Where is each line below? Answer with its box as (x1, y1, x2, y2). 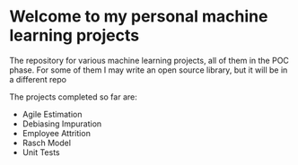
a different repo (9, 74, 67, 84)
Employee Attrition (22, 127, 92, 138)
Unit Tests (22, 146, 60, 158)
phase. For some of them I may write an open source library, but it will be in (9, 65, 288, 75)
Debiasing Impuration (22, 118, 102, 129)
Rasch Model (22, 137, 72, 148)
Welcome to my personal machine (9, 6, 268, 27)
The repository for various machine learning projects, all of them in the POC (9, 55, 290, 65)
